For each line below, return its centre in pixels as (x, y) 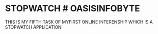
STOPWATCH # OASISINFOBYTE (73, 8)
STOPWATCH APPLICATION (33, 27)
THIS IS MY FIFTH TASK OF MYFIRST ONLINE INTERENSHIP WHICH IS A (79, 22)
